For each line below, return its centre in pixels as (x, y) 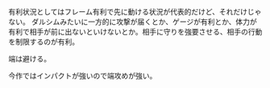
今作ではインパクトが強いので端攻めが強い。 (83, 76)
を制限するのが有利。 (44, 42)
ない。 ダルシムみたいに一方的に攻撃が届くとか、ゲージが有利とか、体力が (133, 22)
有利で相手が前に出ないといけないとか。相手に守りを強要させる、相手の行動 (135, 32)
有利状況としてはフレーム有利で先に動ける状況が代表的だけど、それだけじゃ (135, 12)
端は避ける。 (29, 59)
